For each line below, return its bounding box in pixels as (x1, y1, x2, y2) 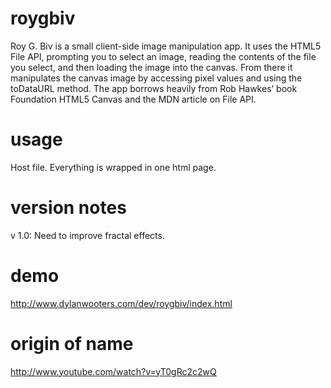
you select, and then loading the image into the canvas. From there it (10, 61, 293, 73)
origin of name (10, 332, 134, 355)
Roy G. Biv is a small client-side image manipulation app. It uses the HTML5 (10, 40, 322, 52)
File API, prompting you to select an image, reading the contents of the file (10, 50, 317, 62)
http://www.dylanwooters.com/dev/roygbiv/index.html (10, 297, 233, 309)
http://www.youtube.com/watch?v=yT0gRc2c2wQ (10, 365, 217, 377)
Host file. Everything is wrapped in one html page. (10, 161, 217, 173)
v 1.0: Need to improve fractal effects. (10, 229, 165, 241)
